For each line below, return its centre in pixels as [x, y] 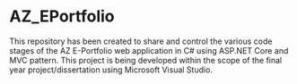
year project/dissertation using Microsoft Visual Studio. [111, 70]
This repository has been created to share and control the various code [141, 41]
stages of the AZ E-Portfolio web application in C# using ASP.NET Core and [149, 50]
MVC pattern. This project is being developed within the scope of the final [146, 60]
